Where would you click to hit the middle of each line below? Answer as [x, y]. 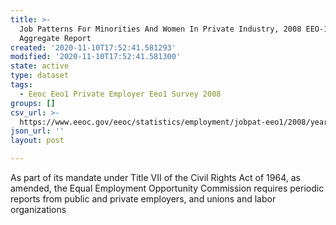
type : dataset [40, 76]
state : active [40, 66]
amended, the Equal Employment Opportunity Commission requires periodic [167, 188]
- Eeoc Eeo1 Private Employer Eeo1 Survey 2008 [120, 94]
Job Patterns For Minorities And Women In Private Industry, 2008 [160, 29]
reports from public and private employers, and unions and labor [143, 199]
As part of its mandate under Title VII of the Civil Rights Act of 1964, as [155, 177]
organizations [38, 209]
